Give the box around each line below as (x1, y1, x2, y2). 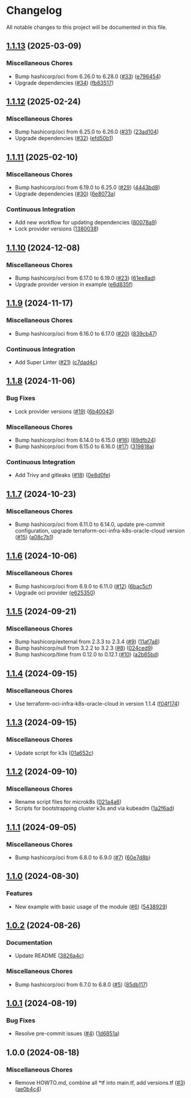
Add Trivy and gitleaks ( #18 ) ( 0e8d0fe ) (14, 472, 111, 479)
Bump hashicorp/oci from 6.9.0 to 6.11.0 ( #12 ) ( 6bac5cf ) (14, 582, 153, 590)
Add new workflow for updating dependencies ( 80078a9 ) (14, 219, 157, 226)
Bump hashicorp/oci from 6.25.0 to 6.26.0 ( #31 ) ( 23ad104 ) (14, 128, 159, 135)
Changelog (6, 4, 62, 17)
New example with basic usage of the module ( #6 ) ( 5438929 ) (14, 903, 168, 910)
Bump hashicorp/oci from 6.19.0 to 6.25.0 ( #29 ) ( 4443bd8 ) (14, 184, 160, 191)
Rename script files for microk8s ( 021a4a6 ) (14, 798, 122, 806)
